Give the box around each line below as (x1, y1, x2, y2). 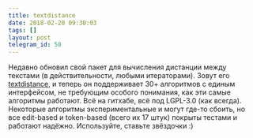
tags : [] (8, 26, 37, 34)
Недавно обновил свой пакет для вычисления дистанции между (8, 62, 227, 72)
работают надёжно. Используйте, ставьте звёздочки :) (8, 121, 194, 131)
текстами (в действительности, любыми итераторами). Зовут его (8, 71, 230, 80)
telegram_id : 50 (8, 41, 62, 49)
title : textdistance (8, 11, 77, 20)
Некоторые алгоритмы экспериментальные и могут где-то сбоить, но (8, 104, 246, 114)
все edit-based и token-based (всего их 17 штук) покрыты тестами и (8, 113, 238, 122)
